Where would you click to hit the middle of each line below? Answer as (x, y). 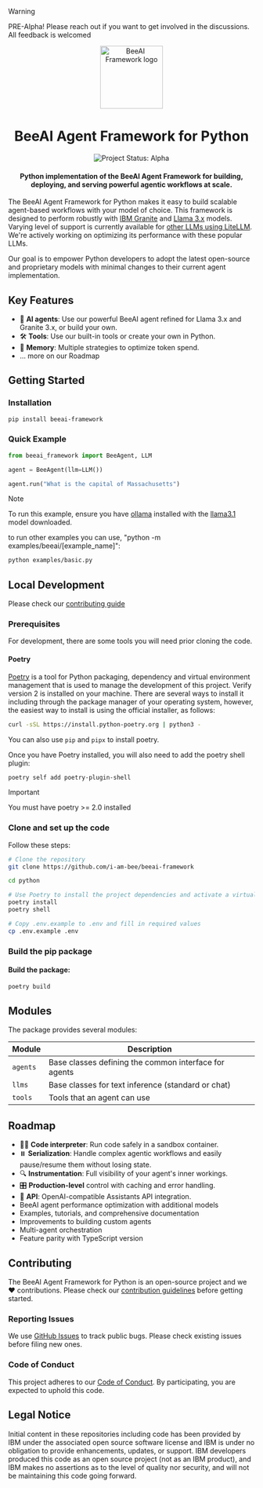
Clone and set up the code (59, 828)
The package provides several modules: (73, 1030)
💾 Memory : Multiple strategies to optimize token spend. (109, 347)
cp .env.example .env (43, 931)
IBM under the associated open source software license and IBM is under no (131, 1442)
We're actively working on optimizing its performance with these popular (125, 236)
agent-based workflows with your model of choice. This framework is (121, 210)
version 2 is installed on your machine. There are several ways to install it (126, 693)
